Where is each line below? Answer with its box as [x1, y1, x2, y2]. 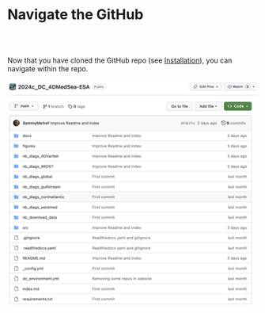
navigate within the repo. [7, 63, 89, 73]
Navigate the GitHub [7, 6, 144, 24]
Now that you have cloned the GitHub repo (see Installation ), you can [7, 55, 233, 65]
